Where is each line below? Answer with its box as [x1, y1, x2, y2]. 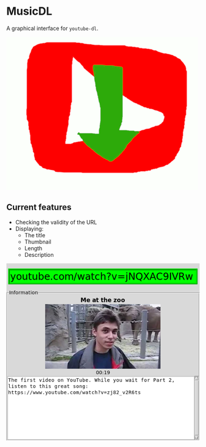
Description [24, 251, 54, 258]
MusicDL [6, 4, 53, 18]
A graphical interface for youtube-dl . [6, 25, 99, 32]
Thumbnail [24, 238, 51, 245]
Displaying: [15, 225, 44, 232]
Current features [6, 202, 72, 213]
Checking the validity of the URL [15, 218, 97, 226]
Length [24, 244, 43, 252]
